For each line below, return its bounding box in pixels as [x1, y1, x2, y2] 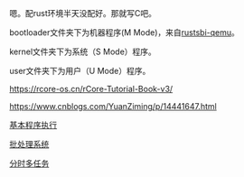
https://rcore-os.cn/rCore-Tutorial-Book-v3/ [9, 84, 174, 94]
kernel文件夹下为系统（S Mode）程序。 [9, 46, 156, 57]
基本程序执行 [9, 120, 57, 130]
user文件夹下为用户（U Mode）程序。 [9, 66, 151, 76]
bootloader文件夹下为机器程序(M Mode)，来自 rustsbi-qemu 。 [9, 27, 239, 38]
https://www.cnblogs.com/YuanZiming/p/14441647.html [9, 101, 217, 111]
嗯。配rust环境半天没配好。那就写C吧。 [9, 8, 156, 18]
